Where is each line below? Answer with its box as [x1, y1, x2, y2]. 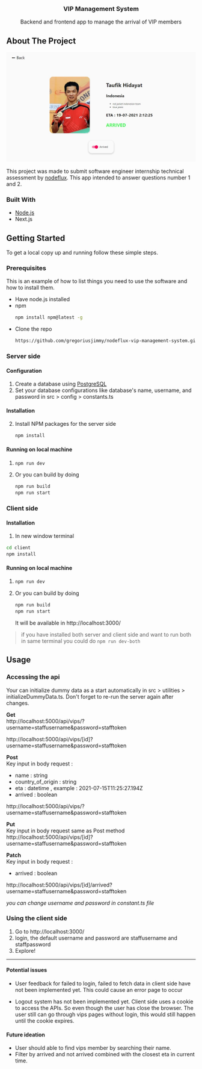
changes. [6, 699, 29, 706]
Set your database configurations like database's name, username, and [14, 387, 192, 394]
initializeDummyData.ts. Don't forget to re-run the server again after [6, 693, 174, 700]
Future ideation [6, 1031, 45, 1038]
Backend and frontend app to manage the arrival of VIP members [20, 18, 182, 25]
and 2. [6, 180, 22, 187]
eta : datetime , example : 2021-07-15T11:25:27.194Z [14, 784, 143, 791]
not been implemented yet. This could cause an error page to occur [14, 986, 183, 994]
